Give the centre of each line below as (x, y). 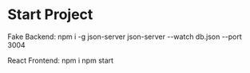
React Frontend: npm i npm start (60, 60)
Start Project (50, 15)
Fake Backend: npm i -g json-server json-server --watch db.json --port (125, 36)
